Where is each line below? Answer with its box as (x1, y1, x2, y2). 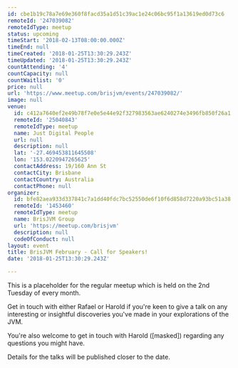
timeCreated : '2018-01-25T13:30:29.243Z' (7, 51, 133, 58)
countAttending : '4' (7, 63, 69, 70)
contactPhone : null (14, 182, 72, 189)
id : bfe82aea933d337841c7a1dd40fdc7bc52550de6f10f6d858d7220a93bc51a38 (14, 196, 232, 203)
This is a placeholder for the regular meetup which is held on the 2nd (7, 281, 210, 289)
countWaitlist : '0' (7, 76, 66, 84)
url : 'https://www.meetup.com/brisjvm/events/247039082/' (7, 90, 183, 97)
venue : (7, 103, 27, 110)
